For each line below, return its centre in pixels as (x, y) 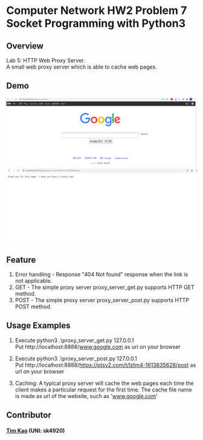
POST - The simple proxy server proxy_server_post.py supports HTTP (102, 300)
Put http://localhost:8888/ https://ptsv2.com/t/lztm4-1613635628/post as (105, 365)
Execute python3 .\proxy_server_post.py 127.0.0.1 (76, 358)
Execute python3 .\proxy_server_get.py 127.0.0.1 (74, 340)
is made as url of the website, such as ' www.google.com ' (86, 396)
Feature (21, 259)
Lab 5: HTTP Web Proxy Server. (46, 60)
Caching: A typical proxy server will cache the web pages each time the (105, 383)
